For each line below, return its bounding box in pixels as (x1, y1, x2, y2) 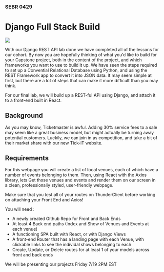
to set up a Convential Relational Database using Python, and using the (5, 67, 147, 73)
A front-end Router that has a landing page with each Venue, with (12, 236, 144, 242)
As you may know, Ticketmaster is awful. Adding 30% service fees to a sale (5, 124, 158, 130)
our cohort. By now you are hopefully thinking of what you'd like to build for (5, 52, 157, 57)
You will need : (5, 206, 35, 212)
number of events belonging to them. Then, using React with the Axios (5, 172, 147, 178)
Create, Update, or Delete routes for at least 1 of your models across (12, 247, 150, 253)
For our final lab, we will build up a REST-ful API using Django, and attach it (5, 92, 156, 98)
